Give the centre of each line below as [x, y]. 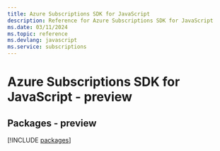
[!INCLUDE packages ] [39, 140]
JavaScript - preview [70, 97]
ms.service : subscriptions [47, 47]
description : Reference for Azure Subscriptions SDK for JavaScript [110, 21]
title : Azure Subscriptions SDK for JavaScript [79, 14]
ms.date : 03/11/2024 [38, 27]
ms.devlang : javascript [42, 40]
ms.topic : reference [38, 34]
